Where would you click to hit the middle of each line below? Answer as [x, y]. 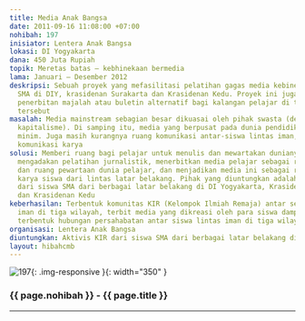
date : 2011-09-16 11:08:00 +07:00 [75, 26]
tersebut [34, 111]
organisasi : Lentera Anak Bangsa [73, 229]
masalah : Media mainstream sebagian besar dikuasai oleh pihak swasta [146, 119]
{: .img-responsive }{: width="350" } [99, 272]
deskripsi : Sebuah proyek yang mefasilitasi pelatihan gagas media [140, 85]
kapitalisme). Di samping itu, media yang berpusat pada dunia [139, 128]
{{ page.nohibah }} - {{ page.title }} [89, 296]
